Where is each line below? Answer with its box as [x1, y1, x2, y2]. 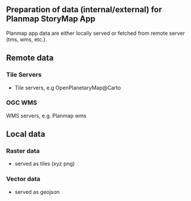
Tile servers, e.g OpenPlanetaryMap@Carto [14, 84, 121, 91]
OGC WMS [6, 98, 37, 107]
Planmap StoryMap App [6, 14, 95, 24]
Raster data [6, 147, 40, 155]
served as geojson [14, 188, 60, 195]
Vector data [6, 175, 41, 183]
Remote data [6, 53, 54, 63]
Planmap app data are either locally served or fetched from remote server [6, 29, 185, 37]
